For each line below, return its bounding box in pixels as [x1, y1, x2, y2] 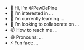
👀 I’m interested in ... [10, 10, 53, 16]
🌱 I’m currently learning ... [10, 16, 65, 21]
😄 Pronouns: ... [10, 34, 43, 40]
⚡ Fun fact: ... [10, 40, 38, 46]
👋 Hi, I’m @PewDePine [10, 5, 58, 11]
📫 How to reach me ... [10, 27, 58, 33]
